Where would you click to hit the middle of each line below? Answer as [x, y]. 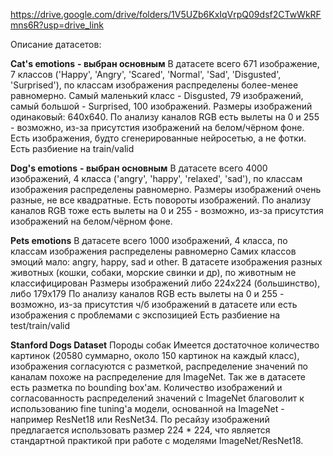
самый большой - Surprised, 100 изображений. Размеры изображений [161, 106]
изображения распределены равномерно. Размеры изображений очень [166, 189]
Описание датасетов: [56, 44]
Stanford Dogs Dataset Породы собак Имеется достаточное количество [165, 345]
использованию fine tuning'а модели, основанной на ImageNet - [147, 408]
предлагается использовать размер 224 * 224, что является [140, 430]
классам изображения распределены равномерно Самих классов [153, 251]
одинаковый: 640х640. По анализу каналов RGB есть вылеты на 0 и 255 [165, 117]
